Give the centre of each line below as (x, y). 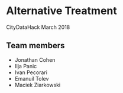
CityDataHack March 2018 (38, 27)
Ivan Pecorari (31, 72)
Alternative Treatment (61, 11)
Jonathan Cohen (35, 59)
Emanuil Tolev (32, 78)
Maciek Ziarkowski (38, 85)
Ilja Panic (26, 66)
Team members (35, 46)
